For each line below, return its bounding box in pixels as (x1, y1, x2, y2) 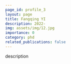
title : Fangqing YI (5, 16, 46, 21)
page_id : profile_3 (5, 7, 46, 12)
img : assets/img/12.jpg (5, 26, 55, 31)
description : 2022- (5, 21, 46, 26)
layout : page (5, 12, 32, 17)
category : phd (5, 35, 35, 40)
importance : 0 (5, 30, 35, 35)
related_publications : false (5, 40, 66, 45)
